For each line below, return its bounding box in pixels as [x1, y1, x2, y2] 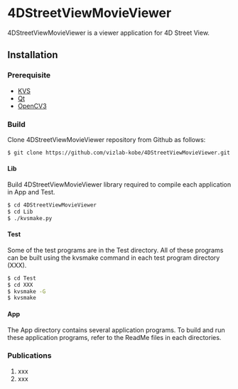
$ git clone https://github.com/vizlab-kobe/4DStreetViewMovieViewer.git [7, 149, 231, 156]
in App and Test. [7, 188, 55, 196]
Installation [7, 49, 58, 61]
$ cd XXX [7, 281, 33, 288]
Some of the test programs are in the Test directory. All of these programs [7, 246, 224, 254]
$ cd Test [7, 275, 37, 282]
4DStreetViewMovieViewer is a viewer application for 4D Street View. [7, 28, 210, 37]
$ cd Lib [7, 208, 33, 215]
